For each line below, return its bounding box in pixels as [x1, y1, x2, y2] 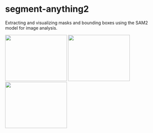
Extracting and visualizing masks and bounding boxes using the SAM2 [5, 20, 148, 26]
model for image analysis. [5, 25, 58, 31]
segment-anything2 [5, 3, 89, 15]
